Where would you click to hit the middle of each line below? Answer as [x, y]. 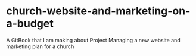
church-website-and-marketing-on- [98, 11]
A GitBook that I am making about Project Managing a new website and [93, 40]
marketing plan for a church [40, 46]
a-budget [30, 24]
